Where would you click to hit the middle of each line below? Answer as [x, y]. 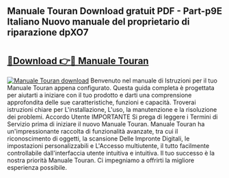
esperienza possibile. [37, 167]
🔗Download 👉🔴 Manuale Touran [78, 61]
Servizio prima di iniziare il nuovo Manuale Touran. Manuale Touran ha [106, 124]
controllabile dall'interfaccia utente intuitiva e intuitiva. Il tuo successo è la [111, 153]
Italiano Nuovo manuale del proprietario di [98, 22]
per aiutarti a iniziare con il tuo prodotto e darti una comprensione [99, 95]
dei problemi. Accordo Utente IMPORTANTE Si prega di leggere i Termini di [112, 117]
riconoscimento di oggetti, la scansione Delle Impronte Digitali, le [98, 138]
